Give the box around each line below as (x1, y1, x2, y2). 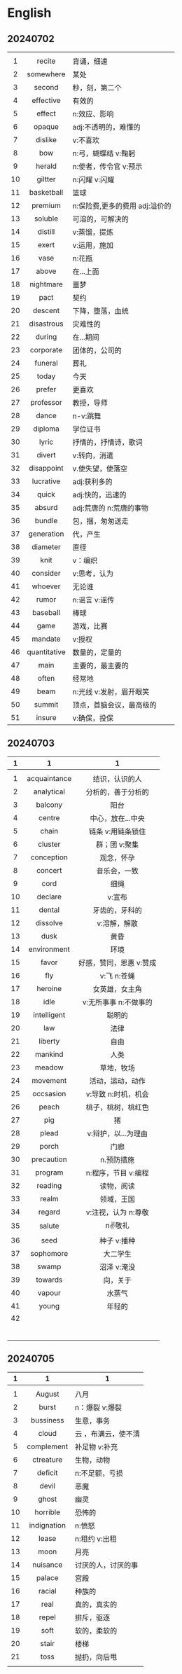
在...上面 (72, 267, 99, 276)
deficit (37, 1467, 58, 1477)
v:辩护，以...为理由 (87, 1128, 148, 1138)
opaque (34, 122, 59, 131)
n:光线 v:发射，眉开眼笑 (72, 687, 150, 696)
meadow (34, 1063, 64, 1072)
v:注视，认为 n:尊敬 (85, 1207, 149, 1217)
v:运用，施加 (72, 240, 114, 250)
